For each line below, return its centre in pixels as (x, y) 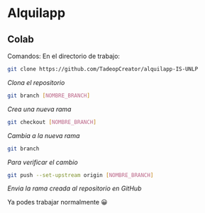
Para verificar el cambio (43, 162)
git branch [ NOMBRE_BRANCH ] (49, 96)
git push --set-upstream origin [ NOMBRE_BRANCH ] (81, 175)
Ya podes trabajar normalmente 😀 (57, 202)
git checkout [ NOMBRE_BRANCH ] (52, 122)
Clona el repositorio (36, 82)
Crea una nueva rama (39, 109)
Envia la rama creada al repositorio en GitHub (74, 188)
